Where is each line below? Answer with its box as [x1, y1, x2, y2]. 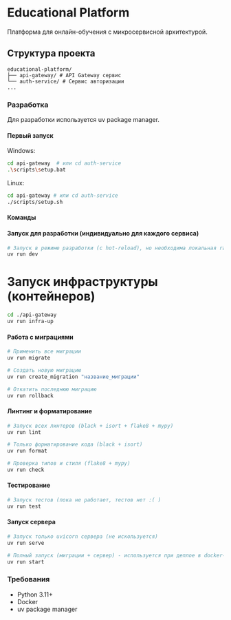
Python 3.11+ [16, 590, 54, 599]
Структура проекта [7, 48, 96, 59]
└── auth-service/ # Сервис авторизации [7, 78, 125, 85]
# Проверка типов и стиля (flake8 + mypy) [7, 460, 131, 467]
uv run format [7, 448, 48, 455]
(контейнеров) [7, 289, 96, 304]
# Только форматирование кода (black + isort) [7, 441, 143, 448]
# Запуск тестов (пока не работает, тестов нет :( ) [7, 497, 162, 504]
